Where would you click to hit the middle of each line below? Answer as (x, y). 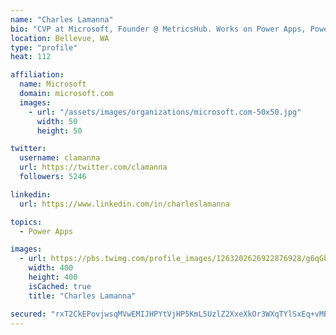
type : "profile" (44, 47)
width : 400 (51, 268)
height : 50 (59, 131)
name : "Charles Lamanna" (62, 19)
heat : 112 (31, 57)
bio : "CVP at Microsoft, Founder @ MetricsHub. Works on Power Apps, (158, 29)
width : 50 (57, 121)
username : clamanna (60, 158)
